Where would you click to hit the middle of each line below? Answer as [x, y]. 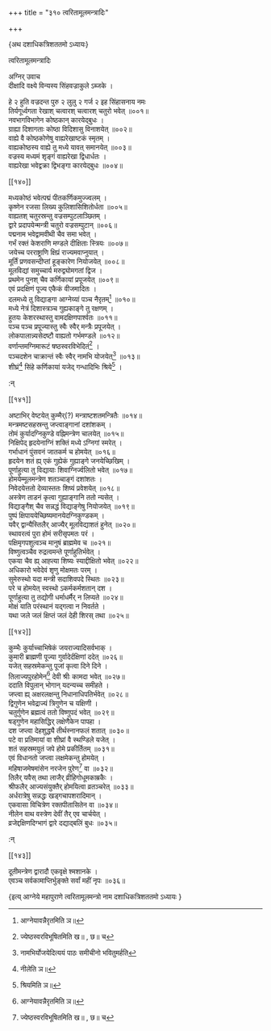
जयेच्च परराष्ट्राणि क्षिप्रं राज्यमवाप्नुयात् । [56, 252]
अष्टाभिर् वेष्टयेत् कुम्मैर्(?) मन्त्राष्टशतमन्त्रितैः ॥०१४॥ [75, 415]
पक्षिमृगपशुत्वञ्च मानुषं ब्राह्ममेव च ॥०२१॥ [60, 542]
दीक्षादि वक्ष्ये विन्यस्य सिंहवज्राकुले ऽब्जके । [61, 86]
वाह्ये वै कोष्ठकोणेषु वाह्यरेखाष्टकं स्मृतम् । [59, 138]
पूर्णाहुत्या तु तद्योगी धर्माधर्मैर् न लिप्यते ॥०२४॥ [66, 597]
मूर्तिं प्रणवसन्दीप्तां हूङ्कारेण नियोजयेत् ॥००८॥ [67, 261]
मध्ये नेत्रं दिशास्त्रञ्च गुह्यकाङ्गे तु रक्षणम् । [61, 308]
